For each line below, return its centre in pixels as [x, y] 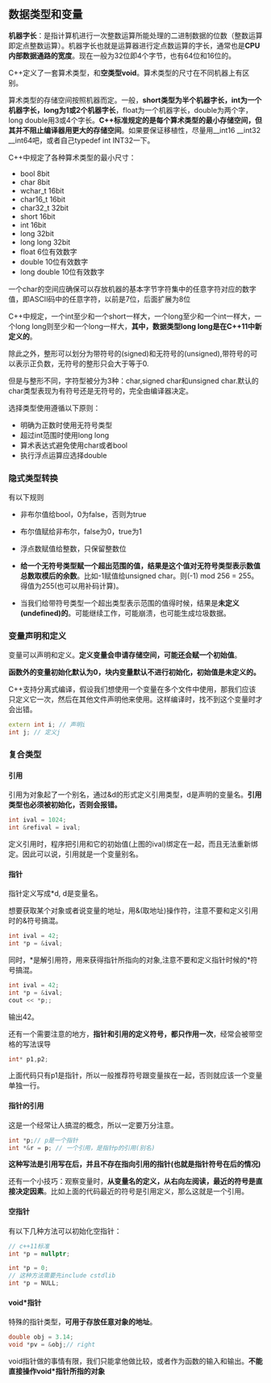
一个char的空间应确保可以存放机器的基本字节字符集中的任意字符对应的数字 [132, 289]
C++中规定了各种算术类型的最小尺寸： [72, 157]
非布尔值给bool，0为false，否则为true [83, 514]
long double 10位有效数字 [62, 272]
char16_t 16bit [43, 199]
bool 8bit [35, 173]
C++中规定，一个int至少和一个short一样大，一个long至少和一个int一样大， [132, 316]
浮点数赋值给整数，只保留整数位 [73, 549]
